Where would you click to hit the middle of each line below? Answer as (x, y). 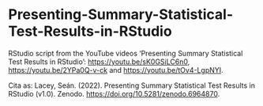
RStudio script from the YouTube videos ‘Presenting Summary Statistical (126, 53)
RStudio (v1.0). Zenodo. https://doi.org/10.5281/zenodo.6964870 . (114, 93)
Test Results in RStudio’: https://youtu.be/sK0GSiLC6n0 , (99, 62)
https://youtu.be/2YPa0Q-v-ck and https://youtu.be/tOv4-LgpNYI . (116, 70)
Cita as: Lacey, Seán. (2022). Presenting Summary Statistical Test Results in (131, 85)
